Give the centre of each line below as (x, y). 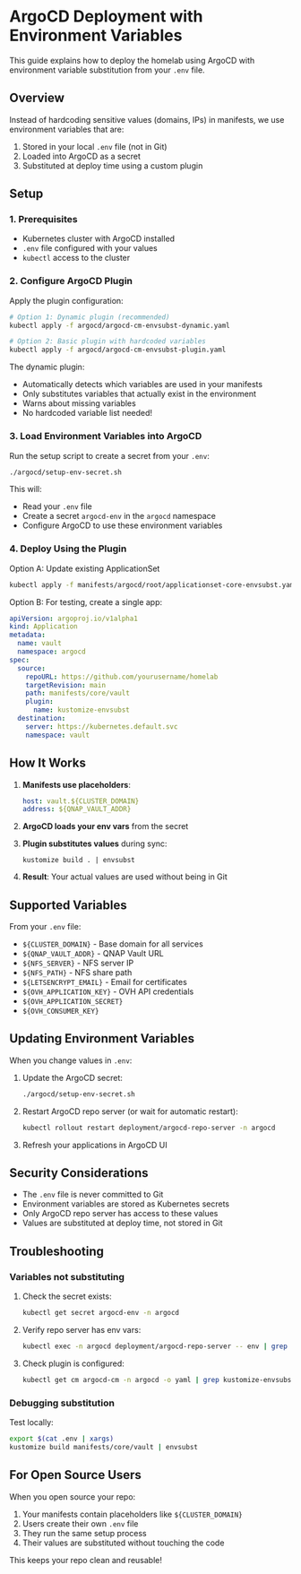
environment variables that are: (67, 129)
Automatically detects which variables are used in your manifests (142, 385)
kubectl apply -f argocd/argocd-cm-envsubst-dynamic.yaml (120, 325)
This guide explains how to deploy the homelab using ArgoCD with (132, 60)
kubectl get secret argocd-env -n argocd (101, 1313)
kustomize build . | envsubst (79, 861)
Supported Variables (68, 905)
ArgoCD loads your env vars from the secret (105, 826)
